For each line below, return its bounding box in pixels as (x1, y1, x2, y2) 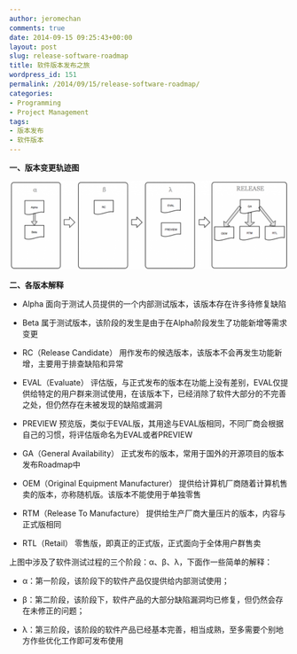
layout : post (9, 43, 58, 51)
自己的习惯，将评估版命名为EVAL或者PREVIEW (21, 430, 193, 440)
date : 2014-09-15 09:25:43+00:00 (9, 33, 133, 42)
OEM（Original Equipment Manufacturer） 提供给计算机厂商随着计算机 (21, 479, 281, 489)
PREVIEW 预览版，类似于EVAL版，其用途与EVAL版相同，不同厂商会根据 (21, 418, 285, 429)
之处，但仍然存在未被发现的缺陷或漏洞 (21, 400, 162, 410)
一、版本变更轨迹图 (9, 162, 80, 173)
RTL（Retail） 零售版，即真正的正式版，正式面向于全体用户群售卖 (21, 538, 262, 549)
